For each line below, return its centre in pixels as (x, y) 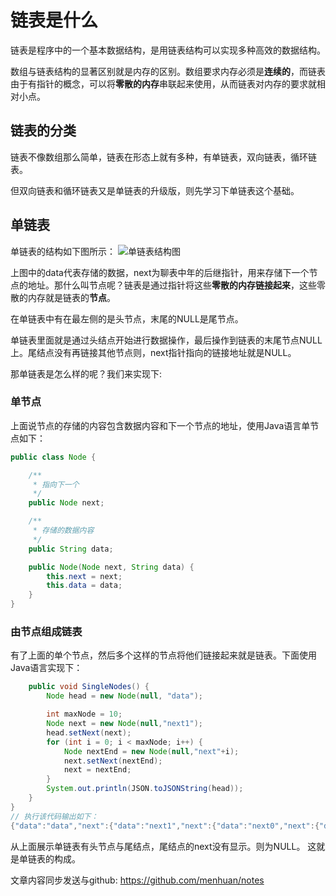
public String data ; (71, 549)
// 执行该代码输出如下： (54, 816)
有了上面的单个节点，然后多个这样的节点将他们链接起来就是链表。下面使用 (163, 655)
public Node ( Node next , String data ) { (111, 567)
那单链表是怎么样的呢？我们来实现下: (86, 373)
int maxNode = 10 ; (84, 714)
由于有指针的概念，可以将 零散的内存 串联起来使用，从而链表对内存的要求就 (163, 83)
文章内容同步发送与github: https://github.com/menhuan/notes (137, 880)
